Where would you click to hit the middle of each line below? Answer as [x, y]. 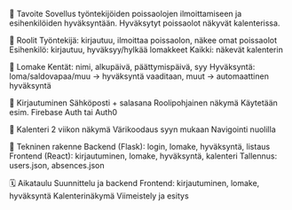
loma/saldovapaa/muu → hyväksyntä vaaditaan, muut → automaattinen [139, 76]
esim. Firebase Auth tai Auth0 [63, 112]
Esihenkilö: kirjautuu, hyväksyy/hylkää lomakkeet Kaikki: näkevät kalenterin [146, 50]
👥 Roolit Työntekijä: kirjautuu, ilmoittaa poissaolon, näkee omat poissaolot [143, 40]
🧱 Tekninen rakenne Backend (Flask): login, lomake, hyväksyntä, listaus [140, 147]
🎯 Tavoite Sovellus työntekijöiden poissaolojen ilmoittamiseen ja [126, 14]
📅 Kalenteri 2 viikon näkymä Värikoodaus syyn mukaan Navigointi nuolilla [143, 129]
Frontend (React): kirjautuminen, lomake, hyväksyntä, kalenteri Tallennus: [143, 156]
